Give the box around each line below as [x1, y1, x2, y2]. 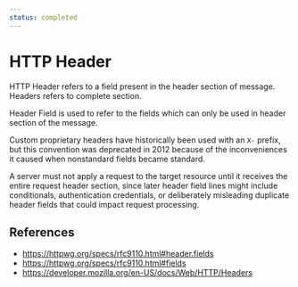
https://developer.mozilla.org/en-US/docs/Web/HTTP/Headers [21, 267, 252, 278]
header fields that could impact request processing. [9, 199, 200, 209]
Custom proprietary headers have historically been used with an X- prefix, [9, 135, 281, 145]
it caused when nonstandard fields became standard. [9, 153, 205, 164]
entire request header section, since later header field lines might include [9, 180, 278, 191]
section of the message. [9, 117, 98, 127]
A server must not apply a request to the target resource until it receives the [9, 170, 288, 181]
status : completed [9, 12, 78, 22]
